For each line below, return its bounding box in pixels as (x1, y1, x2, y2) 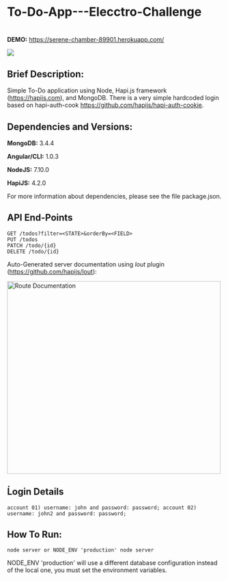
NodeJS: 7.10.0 (7, 166, 50, 173)
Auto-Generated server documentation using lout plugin (7, 260, 165, 268)
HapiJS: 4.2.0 (7, 179, 46, 187)
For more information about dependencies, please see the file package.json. (7, 193, 222, 200)
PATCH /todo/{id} (7, 242, 57, 249)
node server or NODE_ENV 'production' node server (7, 547, 154, 554)
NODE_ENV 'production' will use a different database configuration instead (7, 559, 218, 567)
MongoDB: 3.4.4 (7, 139, 55, 147)
